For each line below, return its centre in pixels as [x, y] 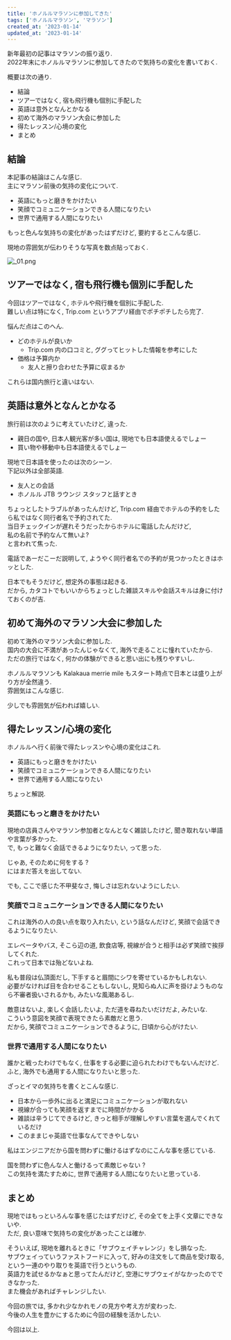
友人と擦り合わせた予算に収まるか [76, 367]
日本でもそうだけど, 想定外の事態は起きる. [68, 582]
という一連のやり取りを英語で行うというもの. [72, 1265]
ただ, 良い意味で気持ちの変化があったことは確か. [77, 1233]
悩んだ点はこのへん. [36, 326]
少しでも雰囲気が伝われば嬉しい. [53, 705]
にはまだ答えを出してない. [44, 871]
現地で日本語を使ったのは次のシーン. [60, 461]
